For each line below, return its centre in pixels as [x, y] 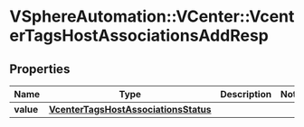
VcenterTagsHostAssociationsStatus [130, 109]
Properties [40, 69]
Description [246, 94]
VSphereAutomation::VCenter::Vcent [152, 17]
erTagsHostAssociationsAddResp [139, 36]
